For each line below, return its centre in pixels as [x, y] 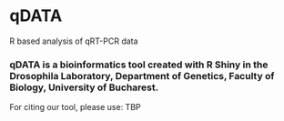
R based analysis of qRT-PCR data [74, 41]
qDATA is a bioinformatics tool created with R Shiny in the [139, 65]
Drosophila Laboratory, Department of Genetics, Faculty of [142, 76]
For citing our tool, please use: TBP [75, 107]
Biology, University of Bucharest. [84, 87]
